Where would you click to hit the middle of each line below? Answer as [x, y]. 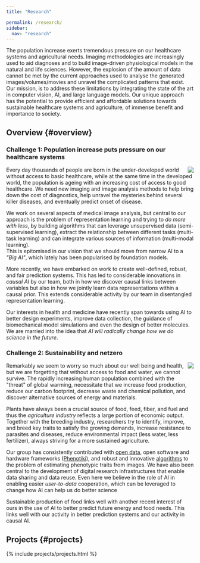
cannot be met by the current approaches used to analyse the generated [95, 76]
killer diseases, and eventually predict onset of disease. [74, 201]
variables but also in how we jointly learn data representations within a [92, 288]
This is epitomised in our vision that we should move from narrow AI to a [95, 251]
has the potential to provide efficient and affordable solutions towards [91, 101]
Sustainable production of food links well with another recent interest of [94, 502]
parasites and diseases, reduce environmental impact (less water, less [92, 434]
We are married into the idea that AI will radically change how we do [90, 331]
